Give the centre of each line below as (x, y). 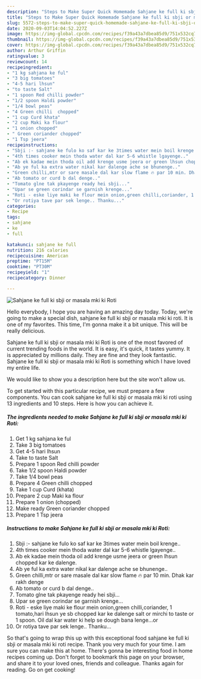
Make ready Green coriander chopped (62, 508)
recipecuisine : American (38, 256)
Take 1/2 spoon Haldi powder (51, 470)
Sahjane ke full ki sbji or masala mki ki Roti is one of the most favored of (95, 342)
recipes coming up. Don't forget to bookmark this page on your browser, (96, 657)
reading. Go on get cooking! (41, 669)
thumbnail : (20, 39)
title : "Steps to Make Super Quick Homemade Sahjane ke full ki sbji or (99, 17)
